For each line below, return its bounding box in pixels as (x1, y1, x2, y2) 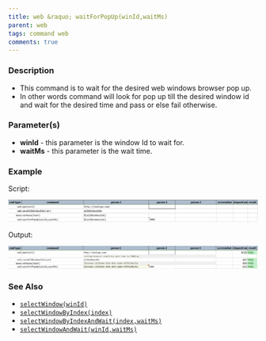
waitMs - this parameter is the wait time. (19, 146, 153, 155)
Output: (8, 230, 33, 239)
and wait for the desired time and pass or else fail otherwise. (19, 100, 218, 109)
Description (8, 65, 55, 76)
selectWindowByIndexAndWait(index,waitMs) (19, 317, 162, 325)
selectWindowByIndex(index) (19, 308, 112, 316)
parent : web (8, 21, 47, 29)
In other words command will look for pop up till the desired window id (19, 91, 249, 101)
